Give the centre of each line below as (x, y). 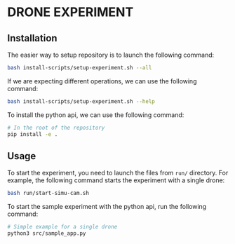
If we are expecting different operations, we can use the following (102, 81)
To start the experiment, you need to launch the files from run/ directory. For (118, 173)
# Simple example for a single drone (62, 227)
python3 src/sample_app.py (47, 233)
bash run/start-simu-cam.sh (48, 194)
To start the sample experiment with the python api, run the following (107, 207)
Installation (32, 38)
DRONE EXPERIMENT (70, 12)
